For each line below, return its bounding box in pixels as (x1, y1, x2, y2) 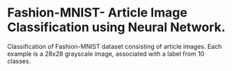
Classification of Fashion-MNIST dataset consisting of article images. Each (7, 42, 222, 50)
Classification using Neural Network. (7, 19, 226, 35)
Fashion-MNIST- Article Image (7, 5, 188, 21)
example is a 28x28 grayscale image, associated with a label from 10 (7, 50, 205, 58)
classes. (7, 57, 31, 65)
